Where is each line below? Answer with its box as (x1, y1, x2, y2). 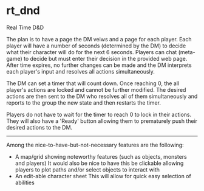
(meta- (178, 48, 195, 55)
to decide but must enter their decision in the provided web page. (23, 55, 188, 62)
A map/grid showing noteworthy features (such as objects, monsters (15, 153, 187, 160)
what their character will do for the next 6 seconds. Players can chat (6, 48, 177, 55)
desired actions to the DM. (6, 123, 73, 131)
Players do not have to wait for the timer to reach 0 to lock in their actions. (6, 111, 192, 118)
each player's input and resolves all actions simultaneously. (6, 68, 155, 75)
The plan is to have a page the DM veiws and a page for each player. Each (6, 35, 192, 43)
